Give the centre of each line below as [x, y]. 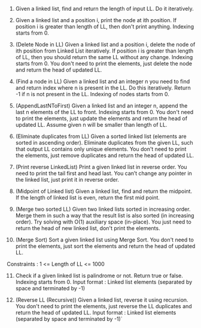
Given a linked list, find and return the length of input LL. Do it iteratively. [104, 9]
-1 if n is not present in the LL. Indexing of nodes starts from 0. [92, 94]
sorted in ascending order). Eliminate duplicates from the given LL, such [104, 142]
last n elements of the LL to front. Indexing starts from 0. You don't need [104, 112]
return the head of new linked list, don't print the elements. [88, 228]
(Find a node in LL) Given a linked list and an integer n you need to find [103, 81]
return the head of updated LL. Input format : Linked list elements [96, 312]
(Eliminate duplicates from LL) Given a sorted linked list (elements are [101, 136]
